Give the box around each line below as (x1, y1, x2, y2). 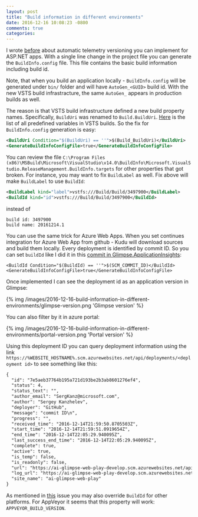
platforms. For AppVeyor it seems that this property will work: (6, 498, 155, 505)
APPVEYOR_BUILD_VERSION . (6, 505, 66, 511)
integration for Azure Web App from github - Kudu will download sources (6, 238, 184, 246)
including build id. (6, 66, 49, 73)
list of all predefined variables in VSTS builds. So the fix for (6, 120, 149, 127)
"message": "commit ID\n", (11, 410, 78, 416)
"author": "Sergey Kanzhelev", (11, 399, 88, 405)
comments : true (6, 25, 44, 31)
